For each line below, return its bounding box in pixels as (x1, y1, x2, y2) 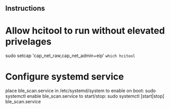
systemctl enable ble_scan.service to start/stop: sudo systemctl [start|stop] (5, 93, 165, 99)
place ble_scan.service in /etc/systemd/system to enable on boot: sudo (5, 87, 156, 94)
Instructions (5, 4, 45, 13)
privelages (5, 35, 52, 47)
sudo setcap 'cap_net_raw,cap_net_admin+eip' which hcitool (5, 52, 136, 59)
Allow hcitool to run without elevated (5, 25, 165, 37)
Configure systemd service (5, 70, 124, 82)
